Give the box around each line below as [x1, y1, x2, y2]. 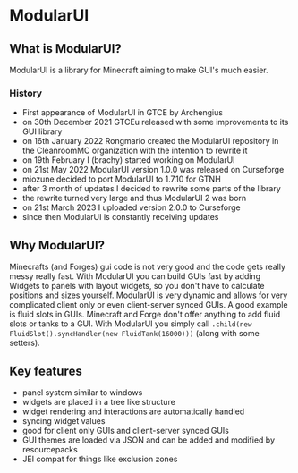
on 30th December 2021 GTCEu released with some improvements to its [21, 117, 289, 128]
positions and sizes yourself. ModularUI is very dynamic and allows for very [9, 290, 288, 300]
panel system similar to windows [21, 386, 143, 398]
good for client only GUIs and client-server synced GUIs [21, 425, 230, 435]
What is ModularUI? [9, 41, 123, 56]
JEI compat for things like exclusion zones [21, 453, 178, 464]
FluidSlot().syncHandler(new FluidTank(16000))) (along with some [9, 328, 260, 339]
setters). [9, 337, 40, 349]
